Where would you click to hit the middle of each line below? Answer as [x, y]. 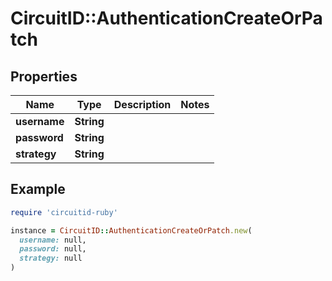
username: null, [53, 240]
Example [38, 189]
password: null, [53, 249]
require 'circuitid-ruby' [64, 212]
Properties [44, 76]
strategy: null [51, 258]
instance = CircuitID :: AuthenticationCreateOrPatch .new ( [131, 230]
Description [142, 104]
